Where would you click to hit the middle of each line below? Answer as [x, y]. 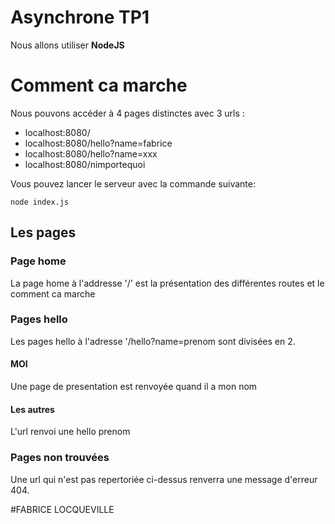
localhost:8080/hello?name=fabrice [98, 143]
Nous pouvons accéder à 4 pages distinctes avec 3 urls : [127, 113]
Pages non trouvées [60, 458]
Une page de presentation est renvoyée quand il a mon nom [134, 387]
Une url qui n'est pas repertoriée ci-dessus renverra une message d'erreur [164, 479]
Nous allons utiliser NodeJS [67, 45]
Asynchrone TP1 [80, 17]
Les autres [32, 409]
